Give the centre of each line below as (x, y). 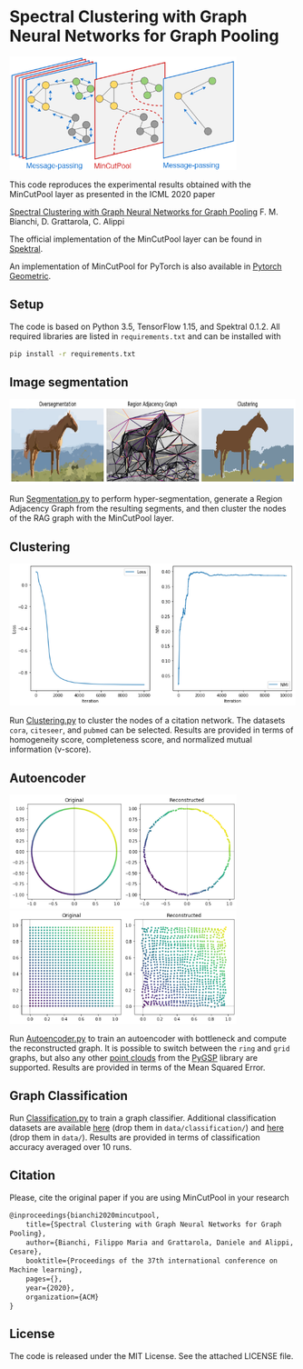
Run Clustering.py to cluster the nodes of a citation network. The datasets (147, 721)
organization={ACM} (63, 1297)
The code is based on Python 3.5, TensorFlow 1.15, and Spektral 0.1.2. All (145, 326)
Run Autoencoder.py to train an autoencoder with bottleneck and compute (148, 1039)
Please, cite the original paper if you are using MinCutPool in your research (150, 1197)
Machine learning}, (46, 1270)
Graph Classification (69, 1096)
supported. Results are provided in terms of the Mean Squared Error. (137, 1068)
